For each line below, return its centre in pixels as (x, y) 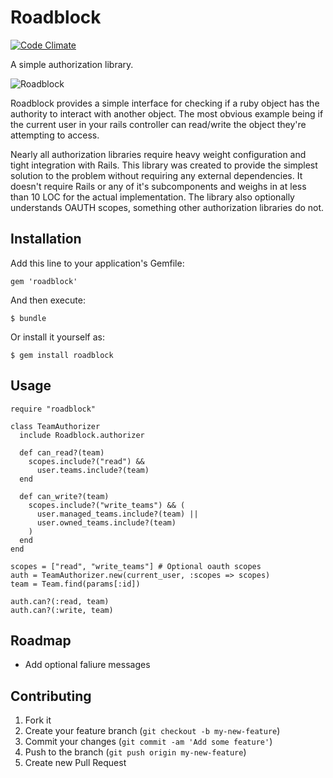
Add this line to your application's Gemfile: (97, 263)
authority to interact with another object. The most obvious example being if (167, 113)
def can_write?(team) (64, 496)
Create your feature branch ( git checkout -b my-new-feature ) (152, 731)
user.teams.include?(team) (93, 470)
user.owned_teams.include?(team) (106, 522)
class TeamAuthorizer (55, 426)
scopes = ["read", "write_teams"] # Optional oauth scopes (136, 566)
